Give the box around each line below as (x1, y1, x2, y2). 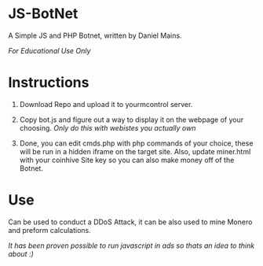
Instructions (8, 74, 89, 91)
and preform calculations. (8, 225, 92, 235)
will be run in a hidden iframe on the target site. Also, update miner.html (19, 146, 251, 156)
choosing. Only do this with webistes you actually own (19, 123, 196, 132)
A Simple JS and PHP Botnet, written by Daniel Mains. (8, 31, 182, 40)
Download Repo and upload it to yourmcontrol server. (19, 99, 193, 109)
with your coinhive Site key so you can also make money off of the (19, 155, 235, 164)
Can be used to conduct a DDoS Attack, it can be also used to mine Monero (8, 217, 253, 227)
